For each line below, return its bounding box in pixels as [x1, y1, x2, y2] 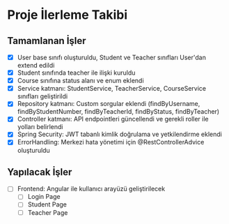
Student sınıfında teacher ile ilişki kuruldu [17, 68, 136, 77]
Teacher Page [27, 208, 68, 216]
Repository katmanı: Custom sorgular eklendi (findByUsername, [17, 100, 200, 108]
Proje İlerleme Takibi [7, 7, 127, 23]
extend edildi [17, 61, 55, 70]
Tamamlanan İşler [7, 35, 86, 47]
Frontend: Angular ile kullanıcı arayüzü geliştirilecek [17, 185, 166, 193]
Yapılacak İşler [7, 166, 72, 178]
